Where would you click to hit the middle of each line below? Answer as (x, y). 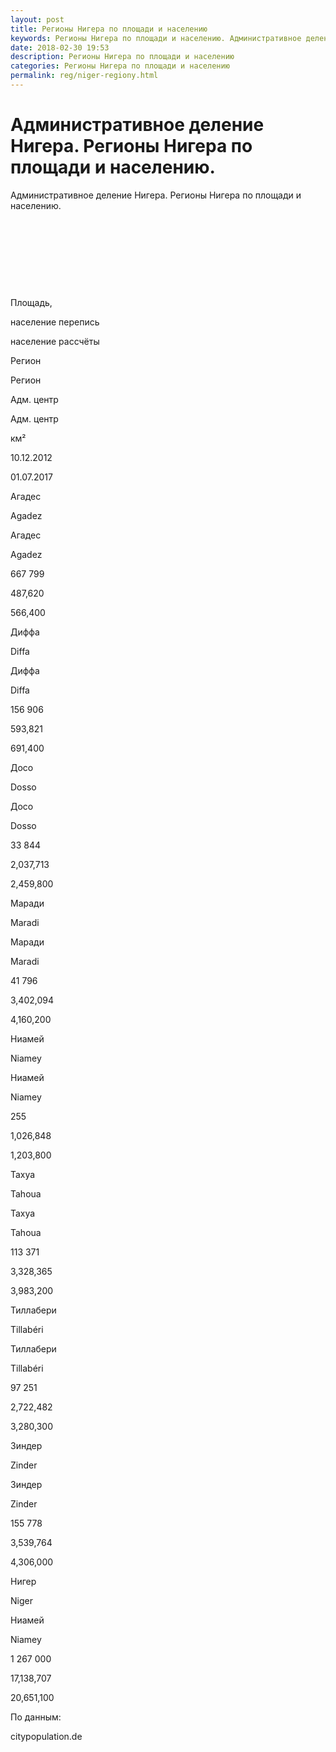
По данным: (36, 1717)
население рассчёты (55, 341)
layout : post (37, 19)
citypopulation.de (46, 1736)
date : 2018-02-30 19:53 (60, 47)
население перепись (55, 322)
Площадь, (31, 302)
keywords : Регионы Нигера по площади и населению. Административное (156, 38)
